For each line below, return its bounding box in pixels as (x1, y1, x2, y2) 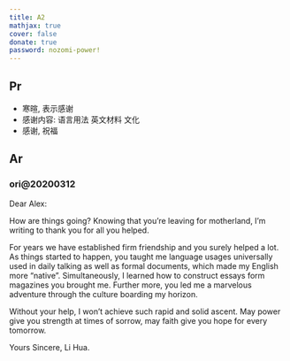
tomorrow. (9, 325, 47, 335)
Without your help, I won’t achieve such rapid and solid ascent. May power (9, 306, 281, 317)
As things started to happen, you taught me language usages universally (9, 251, 273, 262)
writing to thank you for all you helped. (9, 225, 149, 235)
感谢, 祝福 (21, 125, 58, 135)
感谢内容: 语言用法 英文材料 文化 (21, 114, 140, 125)
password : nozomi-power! (9, 46, 101, 55)
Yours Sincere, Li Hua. (9, 342, 90, 352)
